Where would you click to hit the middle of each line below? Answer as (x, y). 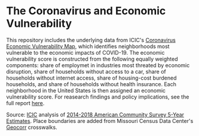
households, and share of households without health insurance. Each (91, 84)
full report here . (25, 103)
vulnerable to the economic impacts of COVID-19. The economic (85, 52)
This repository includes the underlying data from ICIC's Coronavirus (91, 40)
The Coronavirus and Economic (86, 11)
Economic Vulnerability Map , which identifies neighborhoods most (88, 46)
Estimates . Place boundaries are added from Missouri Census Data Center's (100, 121)
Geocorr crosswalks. (32, 127)
